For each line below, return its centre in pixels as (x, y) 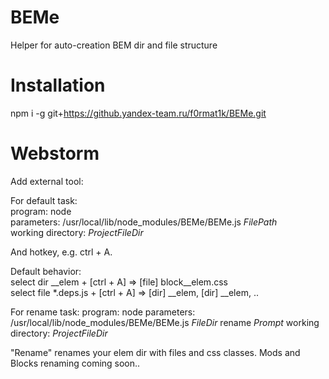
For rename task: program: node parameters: (103, 312)
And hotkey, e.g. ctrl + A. (61, 252)
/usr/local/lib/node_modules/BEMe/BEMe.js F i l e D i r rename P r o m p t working (165, 322)
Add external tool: (47, 181)
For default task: (44, 200)
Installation (58, 85)
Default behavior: (46, 271)
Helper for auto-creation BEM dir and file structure (114, 45)
